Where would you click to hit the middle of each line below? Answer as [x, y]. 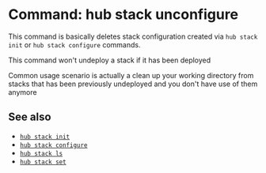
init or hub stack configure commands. [74, 44]
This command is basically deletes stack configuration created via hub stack [133, 36]
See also [30, 117]
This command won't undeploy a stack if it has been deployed [110, 60]
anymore [23, 92]
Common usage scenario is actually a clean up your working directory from [131, 75]
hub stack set [43, 162]
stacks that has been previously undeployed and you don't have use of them [133, 84]
